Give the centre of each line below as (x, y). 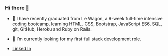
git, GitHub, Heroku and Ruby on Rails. (52, 29)
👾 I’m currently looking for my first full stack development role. (76, 39)
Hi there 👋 (17, 8)
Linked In (21, 49)
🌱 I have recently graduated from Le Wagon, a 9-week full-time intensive (87, 19)
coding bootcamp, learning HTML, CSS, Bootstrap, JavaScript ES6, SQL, (87, 24)
